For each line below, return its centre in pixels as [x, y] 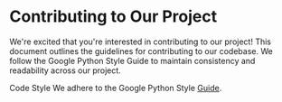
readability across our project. [66, 70]
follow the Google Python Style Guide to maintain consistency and [132, 60]
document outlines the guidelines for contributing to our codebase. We [141, 51]
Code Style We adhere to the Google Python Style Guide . [116, 88]
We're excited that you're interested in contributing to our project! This [140, 42]
